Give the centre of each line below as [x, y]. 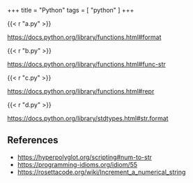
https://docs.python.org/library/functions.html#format [84, 37]
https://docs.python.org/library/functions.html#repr [81, 91]
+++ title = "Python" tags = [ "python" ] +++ [71, 10]
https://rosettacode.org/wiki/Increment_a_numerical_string [101, 172]
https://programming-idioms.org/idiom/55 [77, 164]
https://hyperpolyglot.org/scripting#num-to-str [84, 157]
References [33, 140]
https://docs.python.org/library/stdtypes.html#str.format [88, 118]
